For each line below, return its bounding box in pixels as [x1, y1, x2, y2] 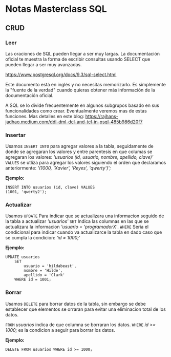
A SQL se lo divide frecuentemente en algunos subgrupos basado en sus [5, 102, 160, 108]
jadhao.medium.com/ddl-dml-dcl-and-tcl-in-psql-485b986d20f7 [5, 119, 143, 125]
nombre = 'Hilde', [24, 268, 63, 273]
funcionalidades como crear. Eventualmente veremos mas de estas [5, 107, 147, 114]
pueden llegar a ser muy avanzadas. [5, 61, 82, 67]
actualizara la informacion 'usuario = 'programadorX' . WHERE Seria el [5, 224, 149, 230]
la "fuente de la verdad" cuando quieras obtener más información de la [5, 87, 155, 93]
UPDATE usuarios [5, 255, 40, 260]
